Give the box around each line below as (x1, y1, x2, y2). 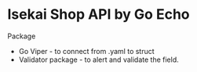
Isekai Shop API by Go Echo (7, 5, 190, 23)
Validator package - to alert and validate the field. (18, 55, 179, 64)
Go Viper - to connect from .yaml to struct (18, 46, 155, 56)
